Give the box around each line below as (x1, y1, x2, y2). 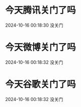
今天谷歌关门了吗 (5, 79, 76, 90)
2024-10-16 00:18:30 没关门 (5, 22, 63, 28)
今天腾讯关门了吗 (5, 5, 76, 16)
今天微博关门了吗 (5, 42, 76, 53)
